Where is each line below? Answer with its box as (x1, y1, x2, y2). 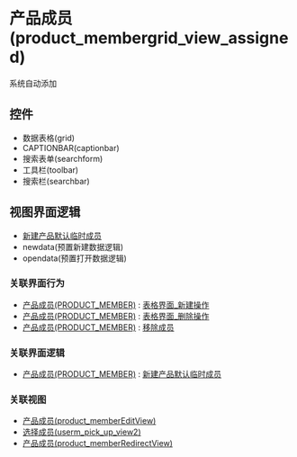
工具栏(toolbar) (22, 164, 79, 175)
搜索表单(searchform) (22, 153, 103, 164)
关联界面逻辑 (9, 346, 66, 359)
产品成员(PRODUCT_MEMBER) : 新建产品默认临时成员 (22, 369, 222, 380)
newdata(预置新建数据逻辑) (22, 241, 124, 252)
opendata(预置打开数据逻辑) (22, 253, 128, 264)
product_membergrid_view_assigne (14, 28, 289, 49)
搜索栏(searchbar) (22, 175, 90, 186)
